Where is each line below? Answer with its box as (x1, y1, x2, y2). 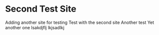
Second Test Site (5, 3, 77, 15)
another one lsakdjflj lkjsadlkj (5, 24, 65, 30)
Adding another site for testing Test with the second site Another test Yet (5, 19, 155, 25)
